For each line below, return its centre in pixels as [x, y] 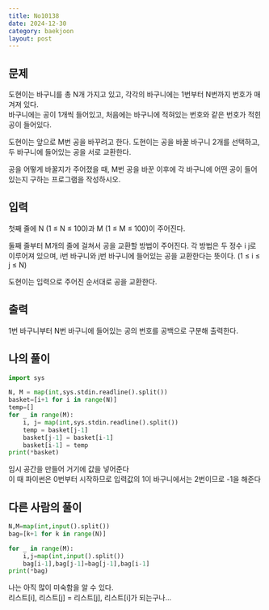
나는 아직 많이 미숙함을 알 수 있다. [61, 587]
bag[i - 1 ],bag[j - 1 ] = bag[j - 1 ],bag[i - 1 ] [86, 564]
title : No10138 [34, 16]
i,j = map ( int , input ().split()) [74, 556]
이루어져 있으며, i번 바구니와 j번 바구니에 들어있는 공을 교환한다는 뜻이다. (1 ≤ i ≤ [134, 255]
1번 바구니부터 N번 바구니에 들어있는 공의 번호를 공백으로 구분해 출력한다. [123, 331]
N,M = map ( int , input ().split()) [59, 527]
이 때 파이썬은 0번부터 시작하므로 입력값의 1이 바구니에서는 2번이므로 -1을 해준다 [134, 480]
